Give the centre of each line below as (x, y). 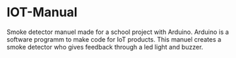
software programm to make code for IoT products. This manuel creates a (114, 39)
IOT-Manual (42, 12)
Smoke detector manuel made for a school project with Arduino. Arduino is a (118, 32)
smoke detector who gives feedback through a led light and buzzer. (105, 47)
